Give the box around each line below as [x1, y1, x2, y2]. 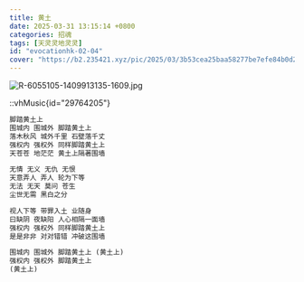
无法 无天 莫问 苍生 [9, 182, 76, 191]
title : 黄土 [9, 13, 52, 23]
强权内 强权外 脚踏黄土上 [9, 257, 92, 266]
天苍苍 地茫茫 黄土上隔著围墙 [9, 148, 106, 158]
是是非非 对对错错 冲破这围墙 [9, 231, 106, 240]
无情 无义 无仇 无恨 [9, 164, 76, 174]
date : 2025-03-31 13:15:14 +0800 [9, 22, 136, 31]
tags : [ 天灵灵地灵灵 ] [9, 38, 83, 48]
